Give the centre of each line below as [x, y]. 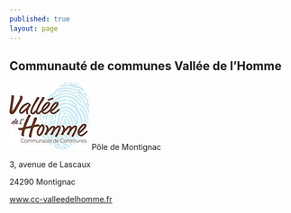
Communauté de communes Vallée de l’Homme [145, 66]
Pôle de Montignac [127, 147]
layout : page [34, 28]
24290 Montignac [43, 182]
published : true [40, 19]
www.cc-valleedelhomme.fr [61, 200]
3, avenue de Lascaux [50, 164]
